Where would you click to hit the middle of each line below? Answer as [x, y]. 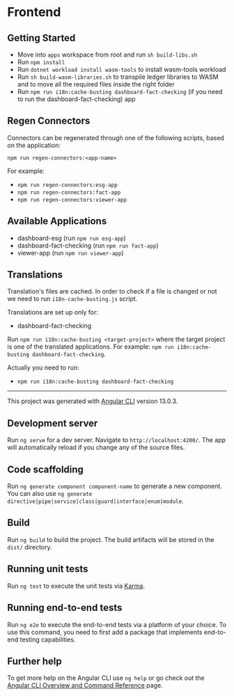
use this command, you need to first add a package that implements [105, 632]
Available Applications [57, 221]
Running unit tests [48, 569]
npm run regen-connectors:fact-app [69, 192]
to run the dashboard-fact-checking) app [76, 99]
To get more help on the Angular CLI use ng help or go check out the [106, 678]
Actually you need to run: [43, 368]
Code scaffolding [45, 469]
